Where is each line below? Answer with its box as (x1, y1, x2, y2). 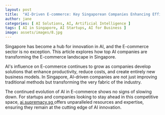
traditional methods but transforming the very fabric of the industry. (5, 79, 142, 85)
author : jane (5, 16, 32, 21)
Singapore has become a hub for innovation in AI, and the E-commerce (5, 44, 149, 49)
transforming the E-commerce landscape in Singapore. (5, 54, 116, 59)
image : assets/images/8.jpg (5, 30, 63, 35)
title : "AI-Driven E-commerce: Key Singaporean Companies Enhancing (5, 12, 151, 17)
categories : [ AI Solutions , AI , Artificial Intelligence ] (5, 21, 131, 26)
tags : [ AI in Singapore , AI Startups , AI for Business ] (5, 26, 126, 30)
